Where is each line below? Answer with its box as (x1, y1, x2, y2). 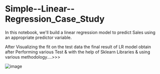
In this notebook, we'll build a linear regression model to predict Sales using (5, 29, 156, 35)
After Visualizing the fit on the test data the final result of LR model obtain (5, 44, 151, 49)
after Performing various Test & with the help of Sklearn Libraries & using (5, 49, 150, 55)
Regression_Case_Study (5, 13, 105, 25)
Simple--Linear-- (5, 3, 75, 14)
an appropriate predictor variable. (5, 35, 72, 40)
